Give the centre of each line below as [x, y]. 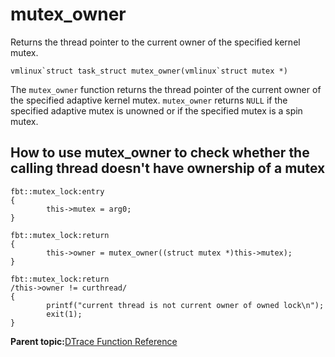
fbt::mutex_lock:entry [57, 191]
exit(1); [64, 314]
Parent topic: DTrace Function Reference [94, 341]
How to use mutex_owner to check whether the [160, 153]
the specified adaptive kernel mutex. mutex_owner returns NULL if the [149, 100]
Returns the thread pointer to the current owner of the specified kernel [155, 42]
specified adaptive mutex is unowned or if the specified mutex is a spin [156, 110]
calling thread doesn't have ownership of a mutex [168, 168]
